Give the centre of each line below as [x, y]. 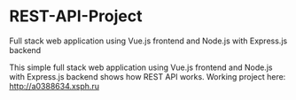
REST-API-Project [76, 16]
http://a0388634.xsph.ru [55, 86]
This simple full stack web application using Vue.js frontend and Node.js [141, 67]
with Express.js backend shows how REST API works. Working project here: [148, 76]
